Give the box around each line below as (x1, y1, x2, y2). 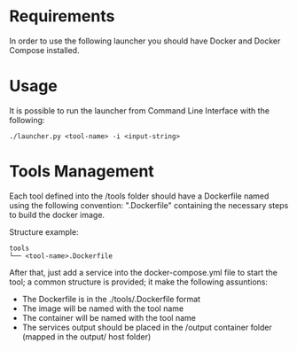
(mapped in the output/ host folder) (21, 331, 152, 342)
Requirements (9, 6, 115, 27)
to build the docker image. (9, 209, 105, 220)
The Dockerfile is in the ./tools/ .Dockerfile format (21, 293, 201, 304)
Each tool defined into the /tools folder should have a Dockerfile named (9, 191, 270, 201)
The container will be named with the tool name (21, 312, 197, 323)
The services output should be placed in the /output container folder (21, 322, 273, 332)
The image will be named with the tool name (21, 303, 184, 314)
